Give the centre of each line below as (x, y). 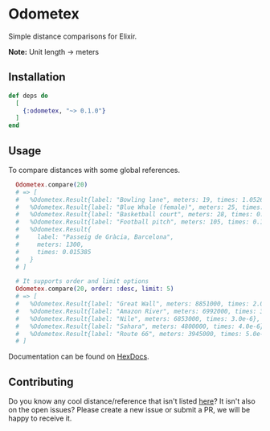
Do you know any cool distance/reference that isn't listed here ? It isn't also (132, 401)
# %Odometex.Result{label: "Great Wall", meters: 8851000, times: (133, 304)
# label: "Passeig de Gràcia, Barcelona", (95, 237)
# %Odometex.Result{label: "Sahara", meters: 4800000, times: (125, 326)
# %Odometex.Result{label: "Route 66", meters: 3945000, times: (129, 334)
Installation (37, 77)
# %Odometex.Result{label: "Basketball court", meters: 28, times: (134, 215)
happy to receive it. (40, 418)
